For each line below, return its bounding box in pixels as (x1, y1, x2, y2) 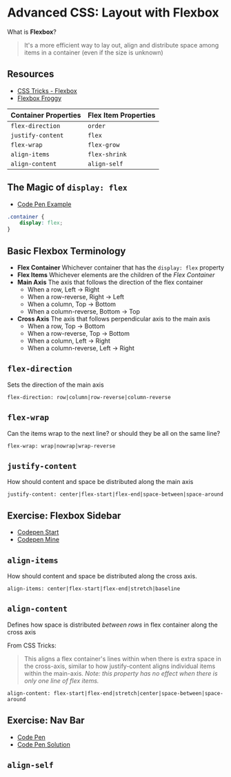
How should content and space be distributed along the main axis (7, 478, 194, 486)
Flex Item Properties (87, 110, 156, 120)
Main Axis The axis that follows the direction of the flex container (17, 278, 203, 286)
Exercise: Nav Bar (7, 715, 85, 727)
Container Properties (10, 110, 81, 120)
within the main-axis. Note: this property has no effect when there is (23, 669, 219, 677)
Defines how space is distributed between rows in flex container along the (7, 620, 219, 629)
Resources (7, 68, 54, 80)
